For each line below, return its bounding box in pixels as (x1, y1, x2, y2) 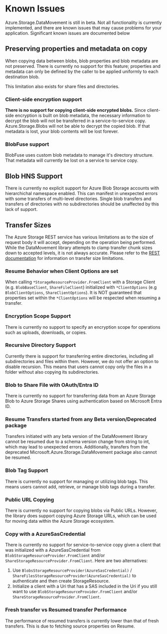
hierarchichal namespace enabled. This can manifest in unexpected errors (5, 191, 158, 197)
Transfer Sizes (5, 220, 51, 229)
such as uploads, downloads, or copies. (5, 329, 87, 335)
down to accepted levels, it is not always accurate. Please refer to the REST (5, 250, 161, 256)
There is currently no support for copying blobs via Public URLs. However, (5, 507, 158, 514)
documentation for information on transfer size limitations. (5, 255, 125, 261)
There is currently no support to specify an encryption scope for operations (5, 324, 161, 330)
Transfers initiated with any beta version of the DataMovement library (5, 433, 148, 439)
